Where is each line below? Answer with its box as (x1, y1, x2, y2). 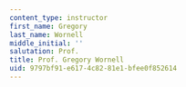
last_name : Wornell (9, 30, 84, 39)
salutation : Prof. (9, 47, 79, 56)
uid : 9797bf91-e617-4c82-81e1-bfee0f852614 (9, 64, 178, 73)
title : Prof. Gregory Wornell (9, 55, 125, 64)
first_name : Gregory (9, 22, 88, 31)
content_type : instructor (9, 13, 108, 23)
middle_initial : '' (9, 38, 84, 48)
